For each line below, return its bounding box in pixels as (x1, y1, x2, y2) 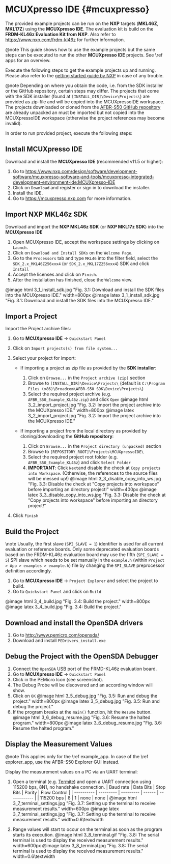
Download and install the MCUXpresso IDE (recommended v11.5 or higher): (5, 158, 163, 164)
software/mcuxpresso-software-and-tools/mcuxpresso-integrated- (12, 174, 154, 180)
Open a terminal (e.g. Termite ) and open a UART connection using (12, 779, 152, 785)
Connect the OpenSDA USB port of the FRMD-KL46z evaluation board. (12, 666, 157, 672)
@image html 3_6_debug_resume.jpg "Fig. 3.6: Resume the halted (12, 714, 151, 721)
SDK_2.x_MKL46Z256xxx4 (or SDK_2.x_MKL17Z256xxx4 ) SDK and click (12, 261, 149, 267)
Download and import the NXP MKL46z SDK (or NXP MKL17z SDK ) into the (5, 223, 164, 229)
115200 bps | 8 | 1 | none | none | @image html (40, 795, 137, 801)
